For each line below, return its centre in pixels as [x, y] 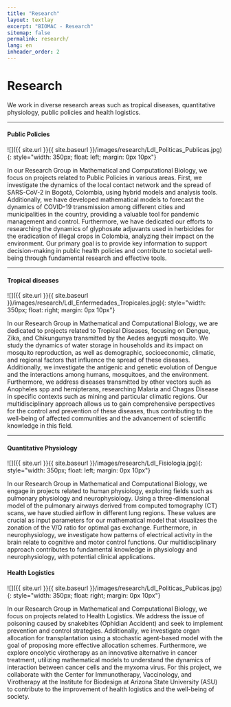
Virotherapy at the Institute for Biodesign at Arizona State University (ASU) [112, 682]
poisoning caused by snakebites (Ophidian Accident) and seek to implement [115, 623]
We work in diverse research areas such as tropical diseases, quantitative [111, 105]
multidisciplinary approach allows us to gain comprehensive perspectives [111, 404]
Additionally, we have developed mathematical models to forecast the [106, 199]
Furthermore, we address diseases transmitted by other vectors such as [109, 382]
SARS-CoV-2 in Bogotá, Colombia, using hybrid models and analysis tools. [112, 193]
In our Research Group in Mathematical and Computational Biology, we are [113, 323]
